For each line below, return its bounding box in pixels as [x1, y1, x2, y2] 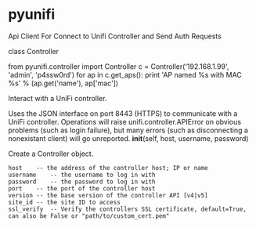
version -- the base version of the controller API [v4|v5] [8, 191, 209, 199]
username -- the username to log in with [8, 171, 156, 179]
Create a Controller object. [8, 149, 94, 158]
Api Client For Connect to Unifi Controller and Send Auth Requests [8, 31, 222, 41]
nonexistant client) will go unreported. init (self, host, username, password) [8, 133, 249, 143]
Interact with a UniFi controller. [8, 93, 107, 103]
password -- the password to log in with [8, 178, 156, 186]
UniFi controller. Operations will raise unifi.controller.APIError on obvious [8, 117, 241, 126]
